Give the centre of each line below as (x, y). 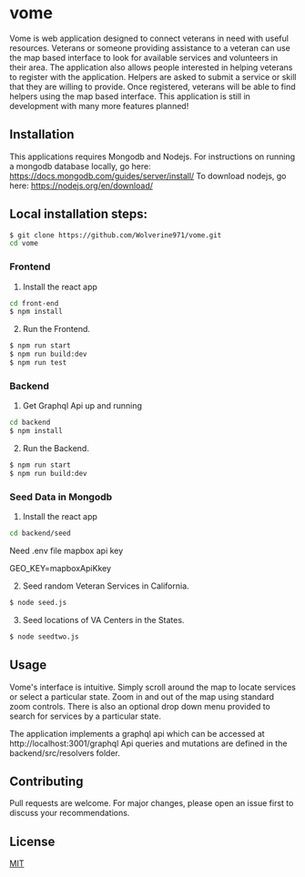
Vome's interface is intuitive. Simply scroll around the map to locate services (153, 687)
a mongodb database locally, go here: (81, 166)
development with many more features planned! (99, 106)
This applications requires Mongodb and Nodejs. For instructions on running (152, 156)
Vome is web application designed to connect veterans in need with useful (149, 38)
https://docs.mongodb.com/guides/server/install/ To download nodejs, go (148, 176)
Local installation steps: (79, 214)
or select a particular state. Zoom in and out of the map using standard (142, 696)
